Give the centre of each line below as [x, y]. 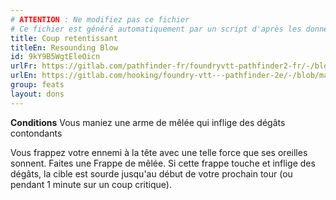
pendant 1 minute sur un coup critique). [91, 184]
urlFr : [24, 66]
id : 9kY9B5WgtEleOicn [55, 57]
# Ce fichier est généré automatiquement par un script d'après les [156, 29]
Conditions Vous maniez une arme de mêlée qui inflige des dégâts [148, 122]
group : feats [37, 85]
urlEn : [24, 76]
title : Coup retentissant [64, 38]
